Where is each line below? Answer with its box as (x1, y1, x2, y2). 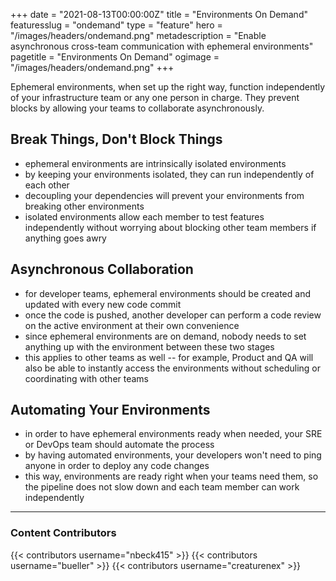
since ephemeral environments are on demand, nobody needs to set (24, 330, 307, 342)
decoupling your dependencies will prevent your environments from (24, 189, 305, 201)
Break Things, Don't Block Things (10, 131, 223, 148)
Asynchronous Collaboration (10, 261, 194, 278)
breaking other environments (24, 200, 145, 212)
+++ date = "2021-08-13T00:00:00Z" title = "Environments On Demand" (10, 9, 308, 20)
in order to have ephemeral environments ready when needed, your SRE (24, 428, 323, 440)
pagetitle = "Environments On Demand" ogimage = (10, 51, 220, 63)
